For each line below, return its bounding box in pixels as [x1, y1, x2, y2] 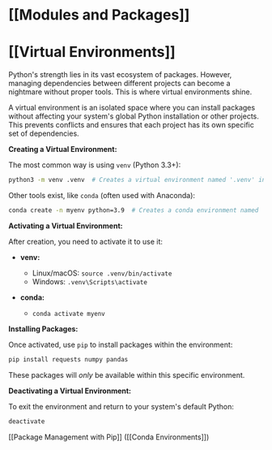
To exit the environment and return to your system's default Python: [8, 401, 235, 411]
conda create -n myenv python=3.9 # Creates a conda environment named [8, 206, 259, 214]
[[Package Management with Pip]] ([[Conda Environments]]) [8, 432, 210, 442]
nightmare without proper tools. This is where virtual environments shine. [8, 87, 253, 97]
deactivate [8, 417, 45, 426]
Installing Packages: [8, 323, 79, 334]
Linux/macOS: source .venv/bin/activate [32, 268, 172, 278]
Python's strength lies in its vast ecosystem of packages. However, [8, 70, 232, 80]
